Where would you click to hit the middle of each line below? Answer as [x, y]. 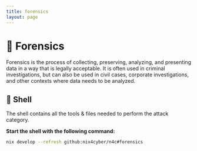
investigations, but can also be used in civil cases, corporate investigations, [98, 75]
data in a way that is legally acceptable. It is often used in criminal [86, 69]
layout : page [22, 17]
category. [18, 120]
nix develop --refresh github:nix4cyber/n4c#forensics [75, 142]
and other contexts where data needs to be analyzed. [71, 81]
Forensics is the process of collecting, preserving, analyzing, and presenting [99, 62]
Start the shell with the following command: [61, 131]
